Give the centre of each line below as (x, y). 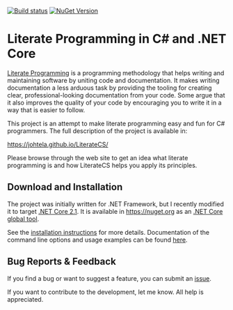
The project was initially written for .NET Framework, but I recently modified (116, 204)
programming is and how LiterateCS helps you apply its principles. (102, 165)
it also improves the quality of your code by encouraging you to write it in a (114, 102)
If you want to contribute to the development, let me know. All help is (105, 292)
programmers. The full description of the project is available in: (97, 131)
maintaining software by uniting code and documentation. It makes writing (113, 80)
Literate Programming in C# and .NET (117, 39)
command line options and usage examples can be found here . (97, 240)
